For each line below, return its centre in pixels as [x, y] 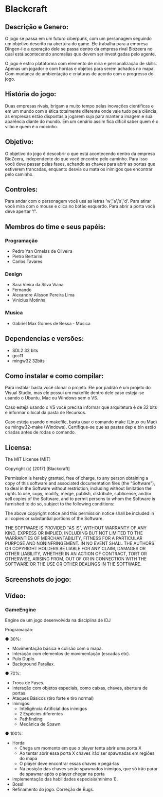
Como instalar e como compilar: [54, 376]
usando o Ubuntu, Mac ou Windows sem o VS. [52, 398]
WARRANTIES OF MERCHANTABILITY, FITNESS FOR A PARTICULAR [74, 538]
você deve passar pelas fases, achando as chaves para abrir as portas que [80, 164]
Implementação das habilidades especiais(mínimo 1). [65, 779]
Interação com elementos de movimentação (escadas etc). [71, 654]
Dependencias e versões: [45, 339]
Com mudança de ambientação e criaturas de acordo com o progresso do [79, 74]
